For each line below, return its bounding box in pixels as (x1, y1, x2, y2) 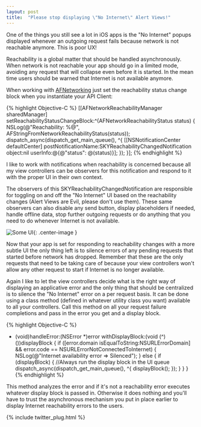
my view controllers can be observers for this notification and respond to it (6, 167, 191, 174)
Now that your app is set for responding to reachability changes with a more (6, 240, 195, 247)
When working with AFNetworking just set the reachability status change (6, 86, 188, 93)
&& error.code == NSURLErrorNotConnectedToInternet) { (14, 345, 157, 352)
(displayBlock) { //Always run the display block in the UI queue (14, 358, 170, 366)
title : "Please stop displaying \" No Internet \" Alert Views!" (6, 14, 171, 20)
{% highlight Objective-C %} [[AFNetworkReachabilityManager (6, 104, 162, 111)
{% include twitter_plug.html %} (6, 413, 85, 421)
